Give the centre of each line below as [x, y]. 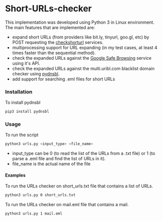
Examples [15, 175]
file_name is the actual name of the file [51, 164]
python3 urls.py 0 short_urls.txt [40, 195]
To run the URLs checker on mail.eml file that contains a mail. [67, 205]
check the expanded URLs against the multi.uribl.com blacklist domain [83, 68]
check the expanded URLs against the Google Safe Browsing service [82, 58]
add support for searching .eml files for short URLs [64, 79]
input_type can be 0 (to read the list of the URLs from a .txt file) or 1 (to [84, 153]
